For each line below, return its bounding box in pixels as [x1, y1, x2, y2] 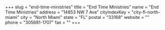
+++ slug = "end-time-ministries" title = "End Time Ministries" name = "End [5, 4, 159, 10]
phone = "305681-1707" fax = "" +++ [5, 19, 81, 25]
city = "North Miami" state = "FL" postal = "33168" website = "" [20, 15, 150, 20]
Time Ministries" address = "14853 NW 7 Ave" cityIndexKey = [5, 9, 131, 15]
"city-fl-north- [131, 9, 161, 15]
